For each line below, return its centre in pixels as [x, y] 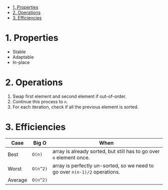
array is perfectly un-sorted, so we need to [103, 166]
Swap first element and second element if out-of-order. [69, 96]
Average [17, 180]
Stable [19, 51]
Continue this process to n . [40, 101]
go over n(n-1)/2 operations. [86, 172]
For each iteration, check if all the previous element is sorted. [75, 107]
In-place [21, 62]
